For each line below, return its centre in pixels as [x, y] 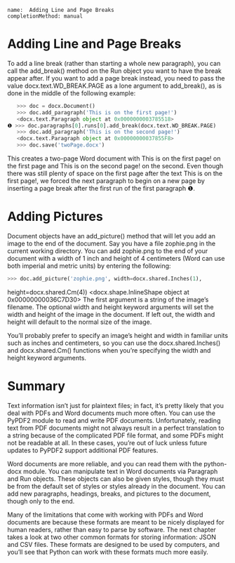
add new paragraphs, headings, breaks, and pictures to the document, [109, 494]
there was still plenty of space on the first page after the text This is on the [115, 174]
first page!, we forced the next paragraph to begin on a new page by [106, 181]
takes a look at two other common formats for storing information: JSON [112, 537]
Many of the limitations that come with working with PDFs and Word [105, 515]
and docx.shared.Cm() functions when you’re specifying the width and [109, 350]
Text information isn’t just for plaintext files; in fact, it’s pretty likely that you [116, 405]
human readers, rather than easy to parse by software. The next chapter [112, 529]
